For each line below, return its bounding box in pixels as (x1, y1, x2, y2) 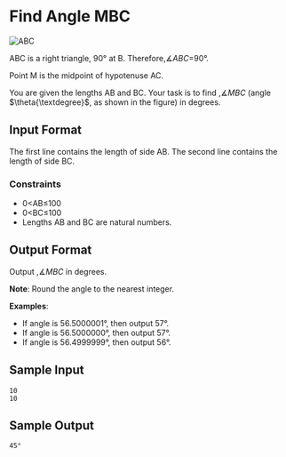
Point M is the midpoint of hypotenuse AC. (9, 69, 164, 81)
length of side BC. (9, 156, 75, 166)
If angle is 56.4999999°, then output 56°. (21, 336, 171, 348)
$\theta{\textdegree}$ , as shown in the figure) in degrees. (9, 96, 221, 108)
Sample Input (9, 363, 84, 378)
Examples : (9, 301, 49, 311)
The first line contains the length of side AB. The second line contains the (9, 146, 278, 156)
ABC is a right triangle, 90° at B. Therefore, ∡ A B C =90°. (9, 52, 209, 63)
